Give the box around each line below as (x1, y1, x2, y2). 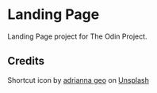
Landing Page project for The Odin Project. (7, 32, 147, 41)
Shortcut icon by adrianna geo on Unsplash (7, 75, 150, 84)
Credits (7, 54, 45, 68)
